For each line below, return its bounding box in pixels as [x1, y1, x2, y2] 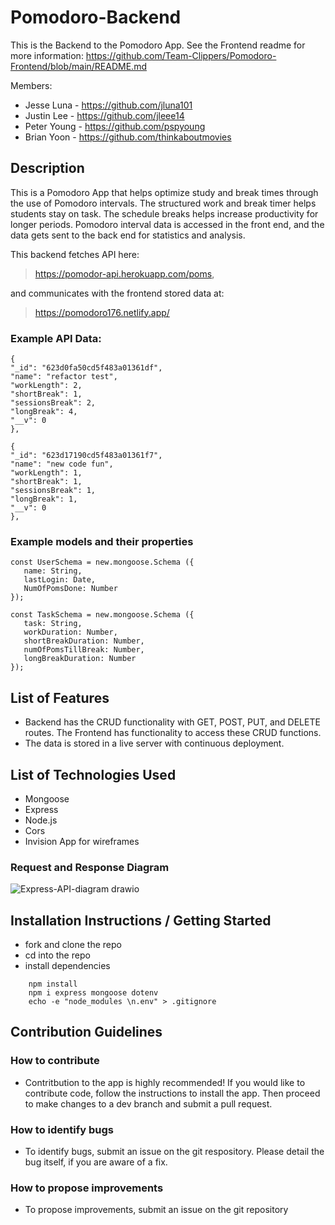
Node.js [24, 814, 58, 826]
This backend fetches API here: [10, 248, 140, 260]
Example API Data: [10, 331, 102, 345]
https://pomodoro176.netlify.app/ [34, 306, 170, 318]
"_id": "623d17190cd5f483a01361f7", [10, 451, 163, 461]
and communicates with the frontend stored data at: [10, 287, 225, 299]
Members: [10, 79, 53, 91]
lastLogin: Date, [23, 575, 97, 585]
